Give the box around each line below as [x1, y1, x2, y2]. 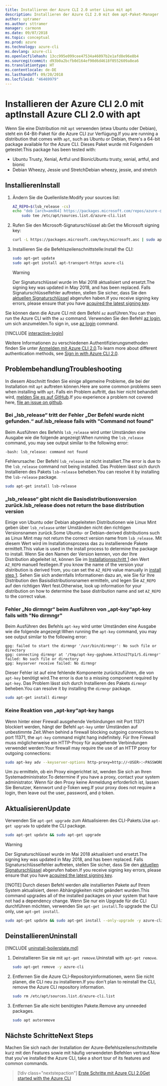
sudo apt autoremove [12, 1017, 55, 1023]
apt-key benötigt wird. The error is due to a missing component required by [5, 675, 158, 681]
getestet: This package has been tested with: [5, 146, 96, 152]
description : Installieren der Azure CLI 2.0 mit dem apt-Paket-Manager [5, 12, 159, 17]
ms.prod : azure [5, 40, 37, 45]
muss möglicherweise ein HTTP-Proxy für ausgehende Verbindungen [5, 739, 148, 745]
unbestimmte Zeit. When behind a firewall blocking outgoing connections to [5, 729, 159, 735]
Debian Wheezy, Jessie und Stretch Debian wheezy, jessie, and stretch [12, 166, 157, 172]
